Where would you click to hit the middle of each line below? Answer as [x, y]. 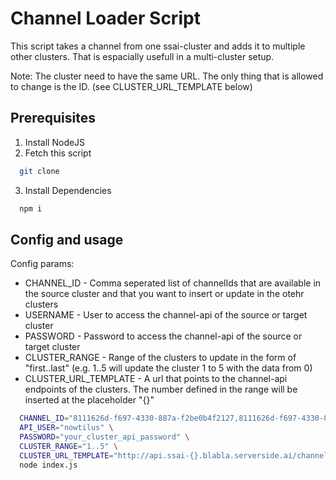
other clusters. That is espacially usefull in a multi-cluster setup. [142, 56]
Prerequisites [53, 118]
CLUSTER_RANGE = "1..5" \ [68, 446]
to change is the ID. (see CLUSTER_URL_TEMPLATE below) [131, 86]
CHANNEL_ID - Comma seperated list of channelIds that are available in [173, 283]
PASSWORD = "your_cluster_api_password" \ [104, 437]
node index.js [48, 465]
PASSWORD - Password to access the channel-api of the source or [163, 336]
